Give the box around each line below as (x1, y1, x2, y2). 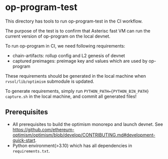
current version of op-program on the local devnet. (5, 33, 111, 39)
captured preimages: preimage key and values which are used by (12, 58, 148, 64)
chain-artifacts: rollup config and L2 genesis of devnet (12, 52, 125, 59)
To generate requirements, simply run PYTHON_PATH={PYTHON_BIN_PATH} (5, 88, 149, 94)
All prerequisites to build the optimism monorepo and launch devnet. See (12, 121, 163, 127)
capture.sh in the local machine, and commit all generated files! (5, 93, 137, 99)
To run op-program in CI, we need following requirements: (5, 43, 125, 49)
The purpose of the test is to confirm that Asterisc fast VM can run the (5, 28, 150, 34)
